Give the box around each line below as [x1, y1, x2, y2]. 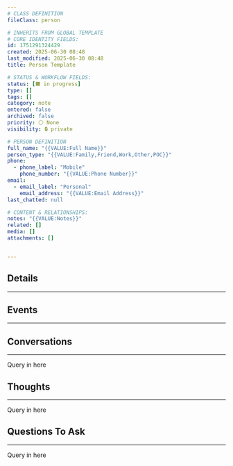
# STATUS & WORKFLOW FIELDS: [7, 74, 92, 81]
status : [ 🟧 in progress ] [7, 81, 81, 88]
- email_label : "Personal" [13, 183, 92, 190]
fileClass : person [7, 17, 60, 24]
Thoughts [7, 381, 51, 392]
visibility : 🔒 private [7, 126, 73, 133]
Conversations [7, 335, 73, 347]
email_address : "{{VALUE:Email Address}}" [19, 190, 144, 197]
